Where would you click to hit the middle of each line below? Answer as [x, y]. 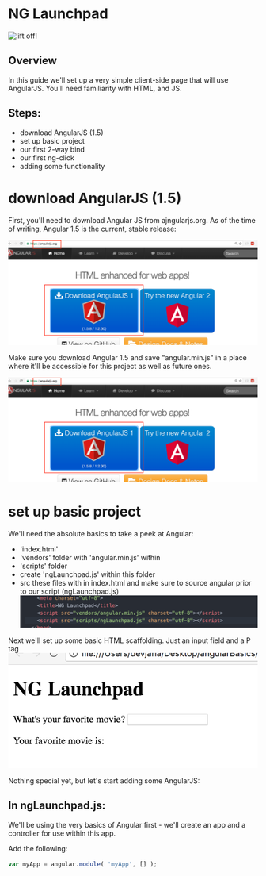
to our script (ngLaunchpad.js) [69, 591]
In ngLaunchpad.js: [57, 806]
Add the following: [38, 848]
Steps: [25, 113]
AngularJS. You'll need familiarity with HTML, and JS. [95, 88]
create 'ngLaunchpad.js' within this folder [87, 574]
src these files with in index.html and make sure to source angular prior [135, 582]
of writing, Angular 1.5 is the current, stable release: [92, 229]
